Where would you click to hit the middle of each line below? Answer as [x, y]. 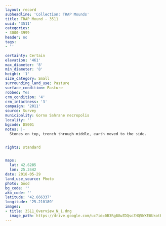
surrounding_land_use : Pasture [37, 83]
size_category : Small [27, 79]
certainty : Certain [25, 56]
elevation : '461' [23, 60]
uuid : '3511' [19, 24]
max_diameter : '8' [24, 65]
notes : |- [15, 129]
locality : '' [19, 120]
